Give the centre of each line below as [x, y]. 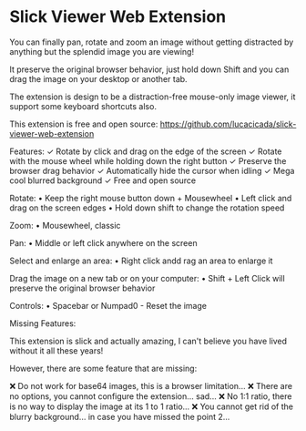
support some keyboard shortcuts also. [83, 106]
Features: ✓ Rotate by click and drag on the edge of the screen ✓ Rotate [146, 151]
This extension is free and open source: [84, 124]
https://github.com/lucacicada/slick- [228, 124]
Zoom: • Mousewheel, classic [65, 225]
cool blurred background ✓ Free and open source [103, 180]
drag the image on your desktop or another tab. [99, 78]
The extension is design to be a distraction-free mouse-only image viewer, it [153, 97]
